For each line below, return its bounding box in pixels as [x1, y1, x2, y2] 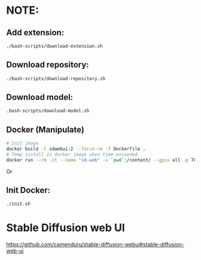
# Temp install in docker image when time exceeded [6, 151, 138, 157]
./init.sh [6, 201, 31, 207]
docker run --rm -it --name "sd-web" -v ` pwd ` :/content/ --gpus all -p [6, 157, 188, 163]
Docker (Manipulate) [6, 124, 85, 134]
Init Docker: [6, 185, 51, 195]
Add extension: [6, 27, 65, 38]
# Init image [6, 140, 39, 146]
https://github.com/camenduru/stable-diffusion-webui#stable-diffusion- [6, 241, 184, 248]
